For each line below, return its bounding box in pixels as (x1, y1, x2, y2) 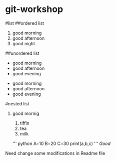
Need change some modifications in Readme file (5, 150, 105, 156)
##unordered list (5, 50, 39, 56)
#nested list (5, 100, 29, 106)
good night (12, 40, 35, 46)
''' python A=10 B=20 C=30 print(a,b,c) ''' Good (12, 140, 111, 146)
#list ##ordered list (5, 20, 44, 26)
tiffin (19, 120, 30, 126)
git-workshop (5, 4, 63, 15)
